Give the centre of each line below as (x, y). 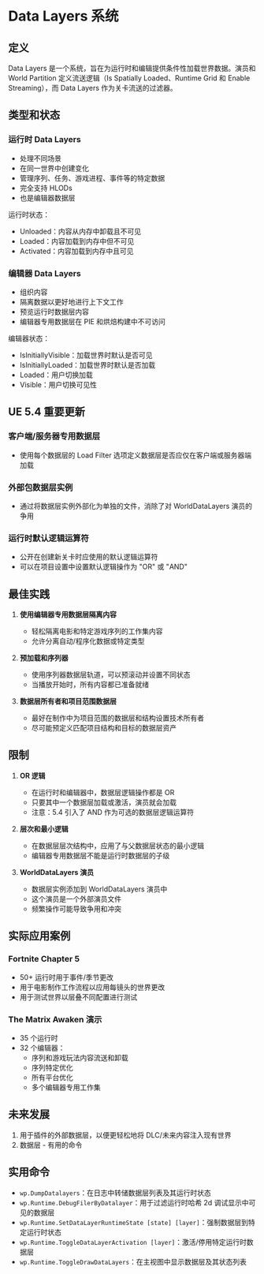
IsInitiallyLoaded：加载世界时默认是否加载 (87, 364)
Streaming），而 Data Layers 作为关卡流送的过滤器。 (93, 88)
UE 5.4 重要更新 (46, 412)
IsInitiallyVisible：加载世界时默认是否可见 (86, 355)
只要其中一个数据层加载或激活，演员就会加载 (104, 802)
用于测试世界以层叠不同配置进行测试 (78, 997)
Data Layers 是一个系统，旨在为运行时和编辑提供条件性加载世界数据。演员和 (132, 68)
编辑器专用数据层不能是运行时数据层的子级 (100, 855)
